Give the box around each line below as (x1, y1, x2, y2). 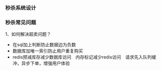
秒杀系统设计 (5, 4, 37, 11)
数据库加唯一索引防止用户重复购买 (12, 48, 83, 54)
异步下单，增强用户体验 (21, 61, 70, 67)
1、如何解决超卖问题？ (5, 31, 51, 37)
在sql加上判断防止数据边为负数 (12, 42, 76, 48)
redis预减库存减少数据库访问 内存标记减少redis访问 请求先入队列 (12, 54, 152, 60)
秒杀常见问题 (5, 19, 37, 26)
